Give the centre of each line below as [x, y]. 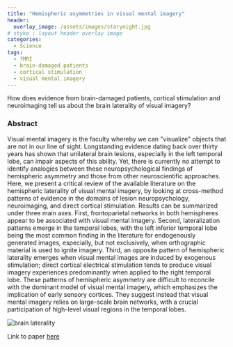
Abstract [23, 124]
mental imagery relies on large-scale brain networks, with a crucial [103, 302]
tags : [15, 53]
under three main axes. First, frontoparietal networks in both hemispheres [113, 213]
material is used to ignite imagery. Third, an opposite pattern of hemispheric [116, 250]
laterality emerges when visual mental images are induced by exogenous [112, 257]
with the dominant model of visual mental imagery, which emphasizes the [112, 287]
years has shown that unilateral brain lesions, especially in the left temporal [115, 153]
